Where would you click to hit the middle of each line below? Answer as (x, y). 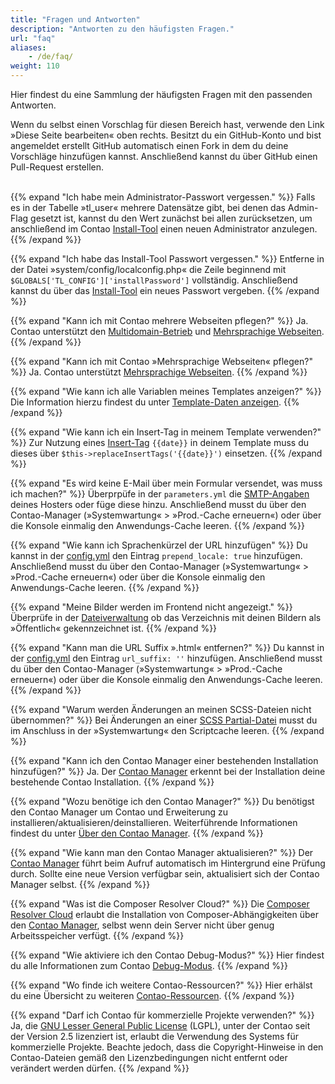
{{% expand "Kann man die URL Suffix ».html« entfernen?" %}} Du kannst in (167, 647)
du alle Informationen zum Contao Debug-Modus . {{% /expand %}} (149, 965)
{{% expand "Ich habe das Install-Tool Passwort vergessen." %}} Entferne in (167, 259)
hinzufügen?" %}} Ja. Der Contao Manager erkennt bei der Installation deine (168, 771)
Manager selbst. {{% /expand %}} (80, 884)
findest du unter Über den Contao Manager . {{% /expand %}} (137, 833)
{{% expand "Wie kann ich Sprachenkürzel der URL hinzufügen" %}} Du (159, 545)
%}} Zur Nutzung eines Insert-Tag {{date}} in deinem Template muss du (160, 442)
